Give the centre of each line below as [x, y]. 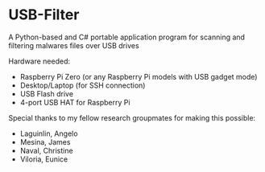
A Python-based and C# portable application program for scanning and [127, 37]
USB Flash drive [47, 93]
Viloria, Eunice [44, 159]
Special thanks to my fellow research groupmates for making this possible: [132, 117]
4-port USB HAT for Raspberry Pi [75, 102]
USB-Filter [44, 15]
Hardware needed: [39, 61]
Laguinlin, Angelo [49, 133]
